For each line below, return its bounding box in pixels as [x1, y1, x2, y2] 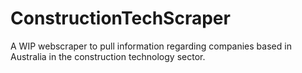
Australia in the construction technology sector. [10, 50, 206, 62]
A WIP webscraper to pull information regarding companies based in [10, 40, 292, 52]
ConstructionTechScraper [10, 7, 231, 30]
